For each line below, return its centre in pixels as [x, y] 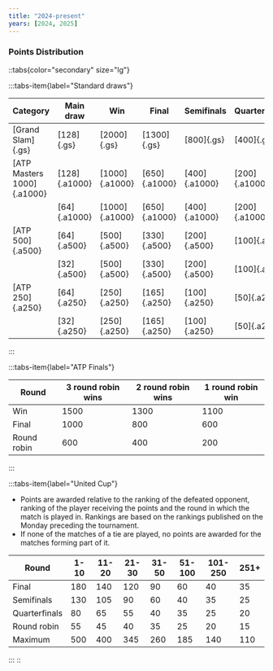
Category [31, 111]
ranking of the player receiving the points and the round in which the [135, 508]
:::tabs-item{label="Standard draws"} [71, 86]
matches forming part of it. [65, 542]
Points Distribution [46, 52]
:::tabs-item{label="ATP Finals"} [62, 366]
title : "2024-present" [47, 16]
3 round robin [93, 387]
